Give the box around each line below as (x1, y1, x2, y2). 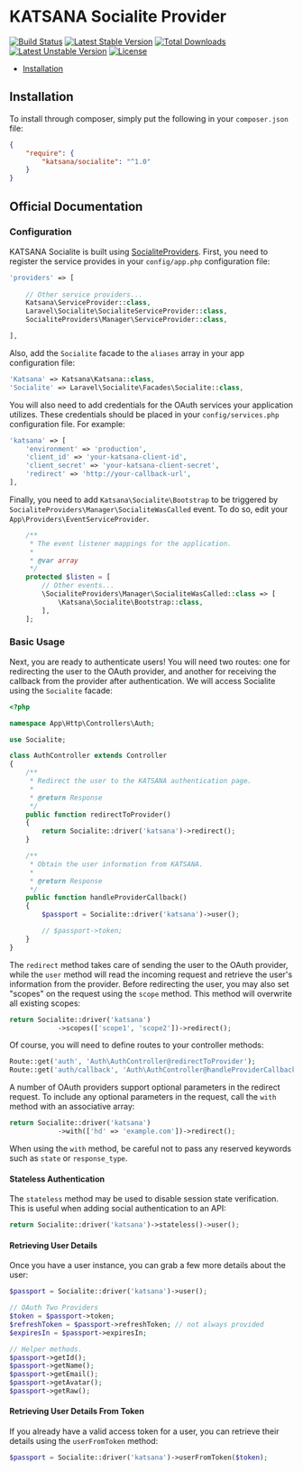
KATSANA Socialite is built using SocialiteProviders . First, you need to (9, 246, 269, 257)
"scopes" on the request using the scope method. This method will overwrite (9, 988, 293, 999)
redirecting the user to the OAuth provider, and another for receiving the (9, 665, 277, 677)
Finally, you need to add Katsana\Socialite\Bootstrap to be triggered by (9, 494, 279, 505)
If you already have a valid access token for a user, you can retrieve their (9, 1426, 280, 1437)
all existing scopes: (9, 998, 81, 1009)
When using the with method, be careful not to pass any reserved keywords (9, 1143, 291, 1154)
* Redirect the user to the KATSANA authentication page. (29, 777, 252, 786)
